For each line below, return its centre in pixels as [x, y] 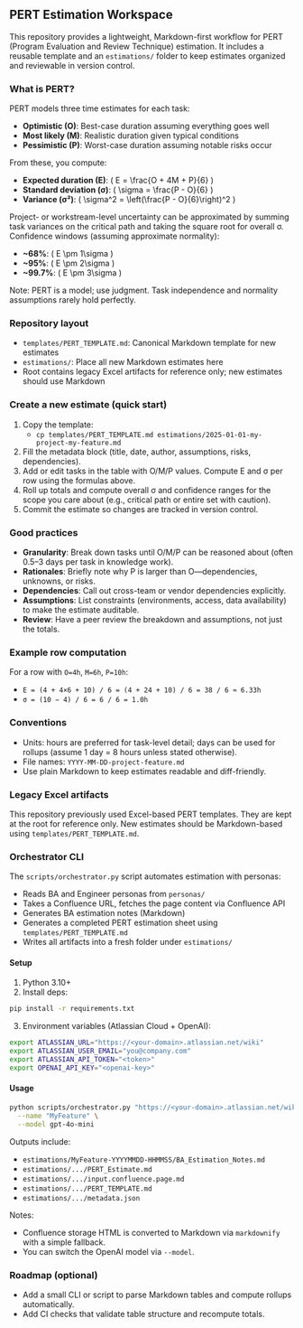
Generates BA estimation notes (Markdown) [104, 913]
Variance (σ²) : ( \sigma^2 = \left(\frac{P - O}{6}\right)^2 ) [129, 200]
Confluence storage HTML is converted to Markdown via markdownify [151, 1232]
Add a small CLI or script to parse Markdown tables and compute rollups [157, 1295]
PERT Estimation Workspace [91, 15]
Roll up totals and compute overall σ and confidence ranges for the [147, 490]
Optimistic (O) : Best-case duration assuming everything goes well [146, 126]
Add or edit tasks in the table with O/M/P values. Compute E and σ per [153, 471]
